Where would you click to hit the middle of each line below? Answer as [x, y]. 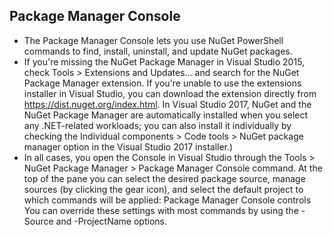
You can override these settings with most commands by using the [161, 210]
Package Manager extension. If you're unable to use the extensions [162, 83]
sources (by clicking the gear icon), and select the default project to [163, 189]
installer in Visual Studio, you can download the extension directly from [170, 93]
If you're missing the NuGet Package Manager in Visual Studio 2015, [164, 61]
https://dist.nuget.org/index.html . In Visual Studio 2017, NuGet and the [167, 104]
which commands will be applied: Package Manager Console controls [167, 200]
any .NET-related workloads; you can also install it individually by [157, 125]
